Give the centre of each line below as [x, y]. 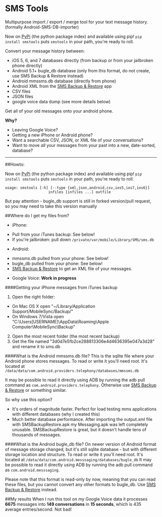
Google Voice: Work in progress [44, 278]
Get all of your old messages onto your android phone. [59, 111]
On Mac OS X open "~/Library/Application [54, 306]
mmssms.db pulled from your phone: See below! [60, 258]
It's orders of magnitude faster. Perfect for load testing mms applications [84, 409]
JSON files [23, 96]
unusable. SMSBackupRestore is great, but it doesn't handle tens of [79, 429]
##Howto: [15, 164]
